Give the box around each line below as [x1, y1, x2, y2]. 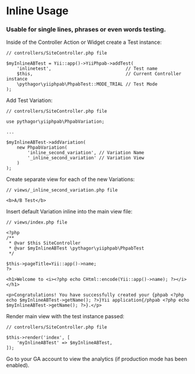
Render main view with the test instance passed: [6, 313, 124, 320]
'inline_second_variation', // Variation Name [27, 150, 145, 156]
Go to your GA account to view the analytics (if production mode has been [6, 356, 188, 363]
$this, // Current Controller [17, 71, 182, 77]
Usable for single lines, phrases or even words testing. [6, 25, 166, 34]
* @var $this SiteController [8, 240, 81, 247]
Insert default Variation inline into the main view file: [6, 208, 133, 215]
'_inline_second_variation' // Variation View [27, 155, 145, 161]
